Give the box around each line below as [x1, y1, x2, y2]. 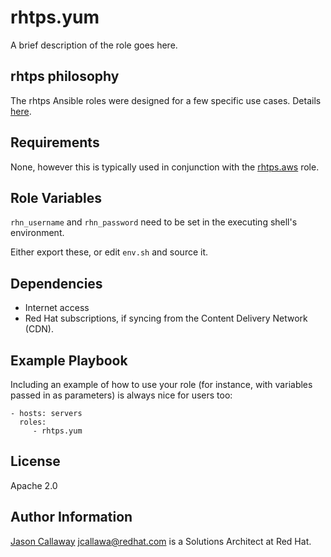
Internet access [24, 302, 90, 314]
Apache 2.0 [10, 479, 58, 491]
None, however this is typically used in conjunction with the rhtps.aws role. [10, 161, 320, 173]
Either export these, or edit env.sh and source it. [10, 246, 209, 258]
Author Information [10, 509, 133, 526]
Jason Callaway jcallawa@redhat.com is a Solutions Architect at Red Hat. [10, 535, 312, 547]
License [10, 453, 61, 470]
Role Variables [10, 189, 102, 206]
